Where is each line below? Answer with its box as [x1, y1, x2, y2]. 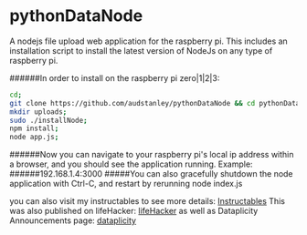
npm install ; [9, 124, 59, 133]
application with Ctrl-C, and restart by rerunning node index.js [9, 179, 243, 189]
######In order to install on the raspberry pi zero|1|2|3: [9, 72, 220, 83]
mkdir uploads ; [9, 107, 68, 117]
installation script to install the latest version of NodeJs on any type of [9, 45, 273, 56]
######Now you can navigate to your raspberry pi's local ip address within [9, 149, 294, 160]
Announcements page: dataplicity [9, 215, 137, 226]
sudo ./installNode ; [9, 116, 89, 125]
